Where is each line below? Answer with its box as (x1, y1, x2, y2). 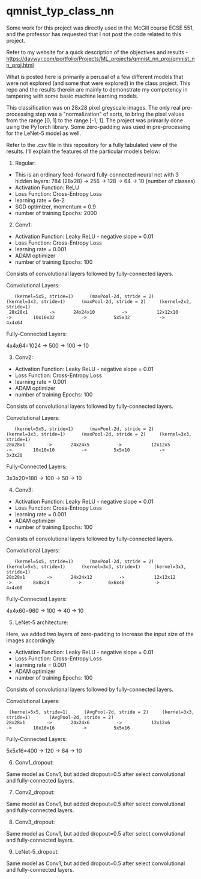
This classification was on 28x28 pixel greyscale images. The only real (6, 104, 181, 111)
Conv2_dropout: (14, 788, 55, 796)
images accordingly (6, 637, 55, 644)
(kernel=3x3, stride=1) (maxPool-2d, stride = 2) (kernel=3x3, (6, 431, 192, 437)
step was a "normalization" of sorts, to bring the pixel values (35, 110, 185, 117)
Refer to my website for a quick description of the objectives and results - (6, 48, 188, 55)
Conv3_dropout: (14, 818, 55, 825)
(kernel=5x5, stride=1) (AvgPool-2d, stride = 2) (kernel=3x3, (8, 709, 195, 715)
